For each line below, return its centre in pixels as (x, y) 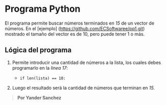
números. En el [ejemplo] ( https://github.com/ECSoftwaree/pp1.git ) (75, 28)
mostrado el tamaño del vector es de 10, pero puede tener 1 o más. (75, 34)
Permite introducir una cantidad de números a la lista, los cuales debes (87, 62)
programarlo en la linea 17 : (40, 68)
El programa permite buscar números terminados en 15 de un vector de (80, 23)
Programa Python (43, 9)
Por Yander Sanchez (39, 97)
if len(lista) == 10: (43, 78)
